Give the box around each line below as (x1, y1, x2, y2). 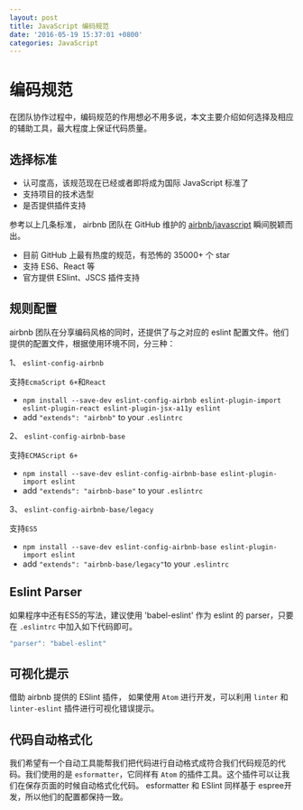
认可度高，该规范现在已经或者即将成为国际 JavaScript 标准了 (22, 178, 249, 188)
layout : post (9, 13, 59, 23)
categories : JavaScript (9, 38, 99, 48)
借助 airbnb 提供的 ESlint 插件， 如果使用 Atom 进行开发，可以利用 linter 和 (9, 692, 289, 703)
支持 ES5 (9, 522, 38, 533)
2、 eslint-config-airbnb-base (9, 430, 126, 441)
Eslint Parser (9, 584, 83, 600)
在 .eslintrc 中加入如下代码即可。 (9, 621, 138, 631)
